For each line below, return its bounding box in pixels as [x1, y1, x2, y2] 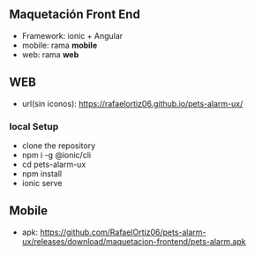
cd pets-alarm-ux [21, 159, 86, 169]
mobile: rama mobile [21, 40, 98, 50]
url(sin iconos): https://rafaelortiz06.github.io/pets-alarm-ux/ [21, 98, 244, 109]
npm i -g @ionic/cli [21, 149, 91, 160]
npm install [21, 168, 63, 179]
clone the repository [21, 140, 96, 151]
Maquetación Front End [9, 7, 141, 22]
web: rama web [21, 49, 79, 60]
